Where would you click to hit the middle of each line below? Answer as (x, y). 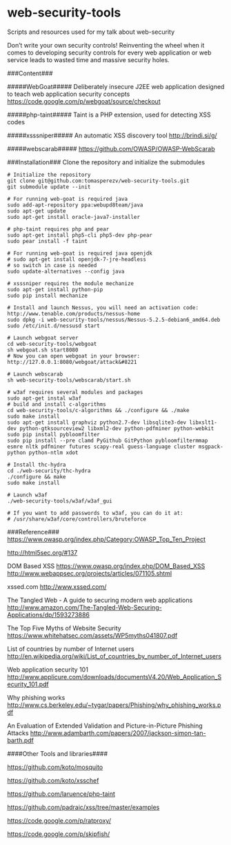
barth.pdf (21, 740)
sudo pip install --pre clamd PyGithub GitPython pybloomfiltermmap (108, 440)
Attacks (18, 732)
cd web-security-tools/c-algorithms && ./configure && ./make (98, 410)
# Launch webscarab (35, 374)
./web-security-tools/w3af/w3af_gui (60, 501)
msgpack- (211, 447)
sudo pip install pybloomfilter (53, 434)
